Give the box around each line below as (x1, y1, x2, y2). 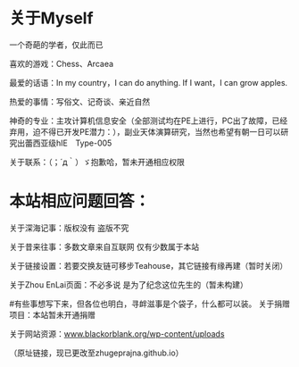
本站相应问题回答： (9, 191, 151, 212)
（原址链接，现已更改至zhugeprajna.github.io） (9, 347, 184, 358)
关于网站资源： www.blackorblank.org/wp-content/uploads (9, 328, 225, 339)
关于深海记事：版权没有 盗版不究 (9, 222, 129, 233)
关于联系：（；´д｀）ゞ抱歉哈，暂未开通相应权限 (9, 156, 186, 167)
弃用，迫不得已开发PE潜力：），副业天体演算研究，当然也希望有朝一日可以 (9, 126, 281, 137)
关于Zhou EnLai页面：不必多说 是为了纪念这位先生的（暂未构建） (9, 279, 248, 290)
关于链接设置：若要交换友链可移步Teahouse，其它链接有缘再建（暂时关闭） (9, 260, 288, 271)
